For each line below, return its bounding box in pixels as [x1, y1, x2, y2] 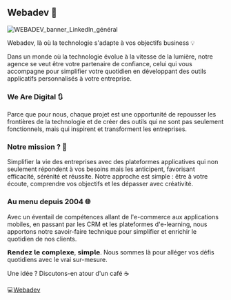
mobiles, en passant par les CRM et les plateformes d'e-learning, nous [7, 220, 208, 228]
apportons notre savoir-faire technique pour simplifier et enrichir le [7, 227, 197, 235]
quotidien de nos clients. [7, 234, 77, 243]
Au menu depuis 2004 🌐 [7, 197, 91, 207]
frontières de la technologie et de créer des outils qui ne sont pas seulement [7, 118, 224, 126]
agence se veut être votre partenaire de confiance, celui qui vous [7, 59, 193, 68]
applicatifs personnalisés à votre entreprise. [7, 74, 132, 83]
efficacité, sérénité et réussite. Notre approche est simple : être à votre [7, 172, 208, 181]
